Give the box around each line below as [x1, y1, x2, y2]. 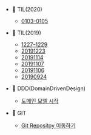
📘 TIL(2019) [12, 29, 41, 36]
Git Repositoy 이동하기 [21, 122, 76, 129]
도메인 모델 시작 [21, 97, 59, 104]
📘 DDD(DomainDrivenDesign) [12, 85, 86, 92]
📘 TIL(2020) [12, 6, 42, 13]
